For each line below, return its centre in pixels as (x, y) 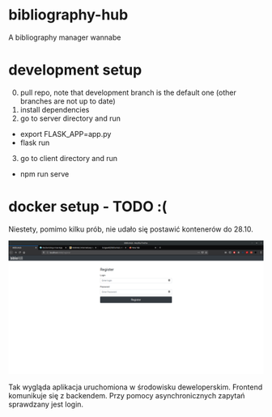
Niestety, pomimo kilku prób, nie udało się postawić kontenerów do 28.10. (131, 229)
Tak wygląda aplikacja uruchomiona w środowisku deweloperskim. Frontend (136, 387)
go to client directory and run (68, 158)
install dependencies (55, 109)
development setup (75, 70)
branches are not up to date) (68, 101)
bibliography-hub (68, 15)
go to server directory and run (70, 118)
